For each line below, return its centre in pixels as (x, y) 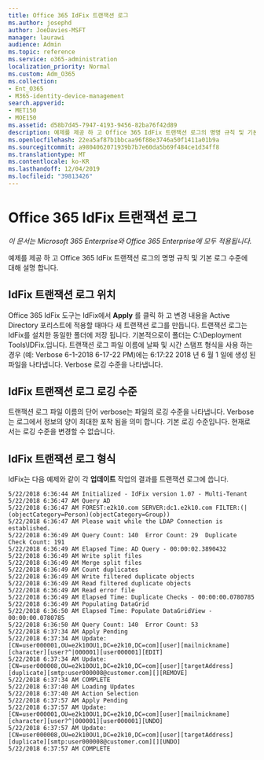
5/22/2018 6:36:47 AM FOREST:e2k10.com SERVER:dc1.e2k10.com (110, 508)
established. (29, 529)
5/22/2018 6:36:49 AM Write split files (75, 556)
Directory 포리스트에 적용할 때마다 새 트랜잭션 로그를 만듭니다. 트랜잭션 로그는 (128, 325)
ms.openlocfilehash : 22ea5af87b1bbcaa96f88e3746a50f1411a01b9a (114, 140)
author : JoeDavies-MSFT (47, 30)
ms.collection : (33, 81)
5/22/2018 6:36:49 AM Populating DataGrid (79, 604)
